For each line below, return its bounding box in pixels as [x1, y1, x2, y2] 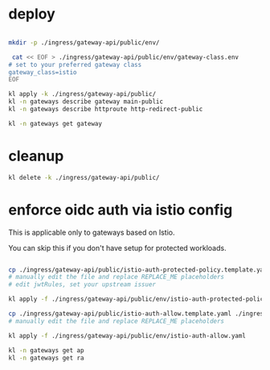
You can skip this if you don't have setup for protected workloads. [8, 243, 227, 252]
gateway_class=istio [8, 68, 78, 77]
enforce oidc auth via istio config [8, 201, 233, 218]
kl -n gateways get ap [8, 346, 84, 355]
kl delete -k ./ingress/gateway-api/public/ [8, 173, 160, 181]
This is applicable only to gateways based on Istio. [8, 227, 175, 237]
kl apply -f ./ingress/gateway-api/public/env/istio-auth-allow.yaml [8, 331, 247, 339]
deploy [8, 5, 56, 23]
